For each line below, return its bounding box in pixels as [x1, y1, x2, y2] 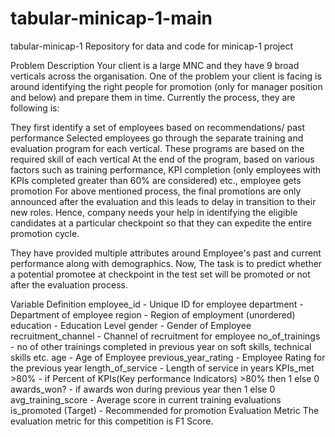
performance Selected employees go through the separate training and [10, 132, 304, 144]
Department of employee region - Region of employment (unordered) [10, 308, 296, 321]
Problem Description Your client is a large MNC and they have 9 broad [10, 59, 300, 71]
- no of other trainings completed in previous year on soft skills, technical [10, 340, 312, 352]
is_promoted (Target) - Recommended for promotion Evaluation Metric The [10, 404, 320, 416]
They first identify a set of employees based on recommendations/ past [10, 121, 306, 133]
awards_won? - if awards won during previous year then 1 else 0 [10, 383, 276, 395]
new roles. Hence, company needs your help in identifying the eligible [10, 206, 298, 218]
